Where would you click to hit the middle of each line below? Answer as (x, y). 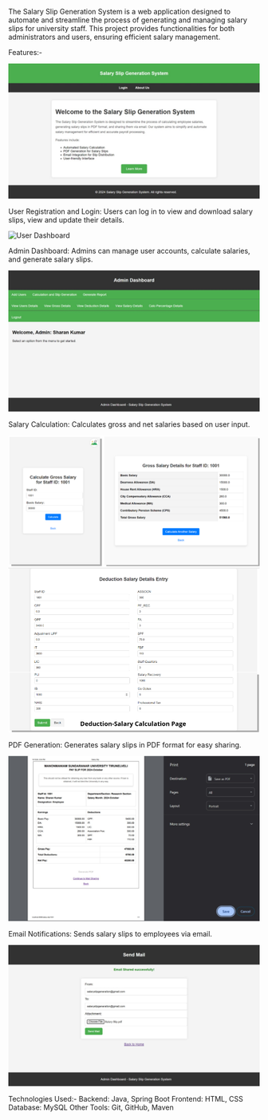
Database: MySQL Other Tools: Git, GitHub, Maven (91, 1107)
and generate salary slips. (51, 259)
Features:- (25, 52)
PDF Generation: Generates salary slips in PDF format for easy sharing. (125, 745)
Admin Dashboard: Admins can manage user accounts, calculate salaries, (129, 250)
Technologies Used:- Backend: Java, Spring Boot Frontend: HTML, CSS (126, 1098)
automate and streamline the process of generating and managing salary (128, 20)
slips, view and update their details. (67, 219)
